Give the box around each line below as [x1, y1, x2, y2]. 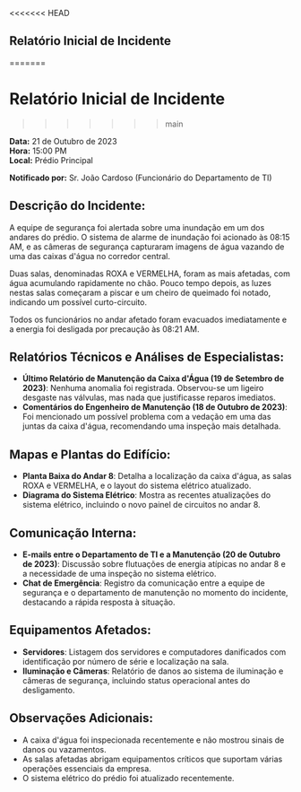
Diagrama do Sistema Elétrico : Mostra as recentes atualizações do [21, 490, 271, 500]
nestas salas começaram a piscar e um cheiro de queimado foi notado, [9, 287, 271, 298]
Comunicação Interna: [9, 525, 137, 541]
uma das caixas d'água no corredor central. [9, 250, 171, 261]
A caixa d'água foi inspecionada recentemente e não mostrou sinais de [21, 735, 285, 745]
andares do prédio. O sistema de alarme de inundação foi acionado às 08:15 [9, 231, 290, 242]
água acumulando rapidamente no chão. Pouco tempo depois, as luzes [9, 277, 271, 288]
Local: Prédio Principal [9, 154, 94, 165]
